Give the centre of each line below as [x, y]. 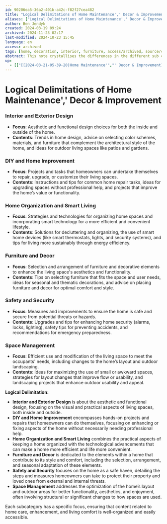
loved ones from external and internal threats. [59, 481]
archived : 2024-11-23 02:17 [34, 33]
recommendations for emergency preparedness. [62, 332]
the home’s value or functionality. [46, 192]
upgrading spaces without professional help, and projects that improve [85, 187]
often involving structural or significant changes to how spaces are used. [87, 497]
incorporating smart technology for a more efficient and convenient [81, 222]
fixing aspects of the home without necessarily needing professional [83, 429]
